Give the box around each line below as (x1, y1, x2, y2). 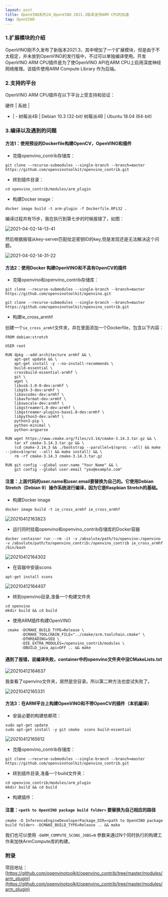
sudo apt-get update (5, 723, 49, 728)
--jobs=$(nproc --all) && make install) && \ (5, 450, 102, 455)
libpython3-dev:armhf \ (14, 414, 64, 419)
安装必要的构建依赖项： (12, 713, 61, 719)
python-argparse (14, 427, 49, 432)
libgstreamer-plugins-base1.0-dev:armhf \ (14, 410, 105, 415)
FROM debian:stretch (5, 335, 49, 340)
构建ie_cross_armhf (12, 314, 53, 320)
